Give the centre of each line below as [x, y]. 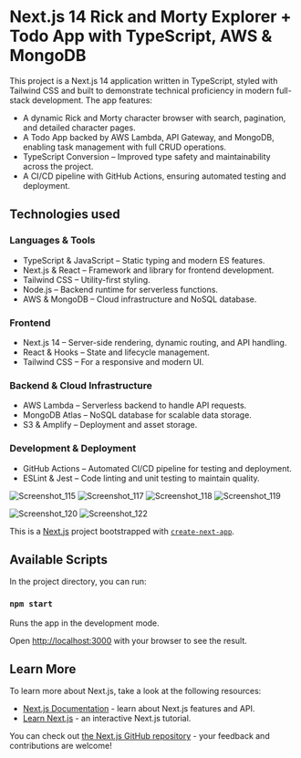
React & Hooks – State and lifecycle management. [116, 352]
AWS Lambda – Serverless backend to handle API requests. [135, 405]
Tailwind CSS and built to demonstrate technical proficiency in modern [142, 90]
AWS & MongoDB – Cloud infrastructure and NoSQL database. [140, 299]
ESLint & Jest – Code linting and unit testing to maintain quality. [141, 478]
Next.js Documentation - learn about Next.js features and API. [139, 709]
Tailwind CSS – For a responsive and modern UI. [113, 361]
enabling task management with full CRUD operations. [124, 147]
